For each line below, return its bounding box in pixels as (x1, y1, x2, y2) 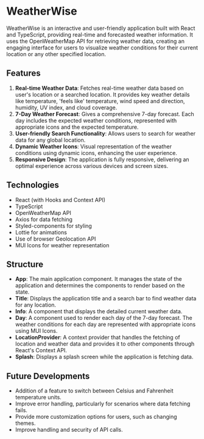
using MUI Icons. (15, 327, 58, 335)
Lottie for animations (15, 228, 67, 236)
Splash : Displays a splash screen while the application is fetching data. (15, 353, 194, 361)
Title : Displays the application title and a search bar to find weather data (15, 295, 197, 302)
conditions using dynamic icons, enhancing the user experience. (15, 149, 178, 156)
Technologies (6, 180, 60, 190)
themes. (15, 419, 36, 427)
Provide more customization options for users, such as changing (15, 413, 178, 421)
